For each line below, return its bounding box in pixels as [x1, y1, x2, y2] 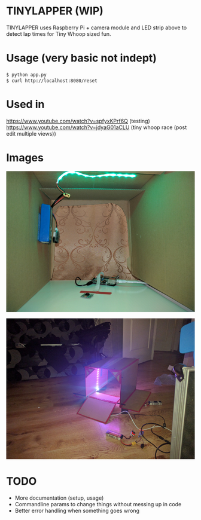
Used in [6, 97, 45, 111]
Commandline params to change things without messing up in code [14, 500, 182, 507]
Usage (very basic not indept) [6, 51, 157, 65]
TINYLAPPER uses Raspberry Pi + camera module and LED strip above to [6, 24, 187, 31]
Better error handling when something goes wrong [14, 507, 139, 514]
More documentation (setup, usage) [14, 494, 104, 501]
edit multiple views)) [6, 130, 57, 137]
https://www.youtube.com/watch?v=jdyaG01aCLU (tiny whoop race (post [6, 124, 187, 131]
